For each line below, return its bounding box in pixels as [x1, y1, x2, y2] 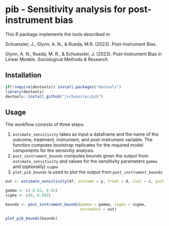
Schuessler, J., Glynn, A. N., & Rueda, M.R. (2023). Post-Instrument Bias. [5, 41, 157, 47]
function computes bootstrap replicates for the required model [12, 142, 144, 148]
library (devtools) [5, 89, 44, 94]
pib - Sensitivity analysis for [5, 4, 126, 15]
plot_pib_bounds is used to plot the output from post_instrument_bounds [12, 169, 163, 175]
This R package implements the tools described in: [5, 31, 111, 37]
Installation [5, 71, 42, 80]
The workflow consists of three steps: [5, 121, 85, 127]
